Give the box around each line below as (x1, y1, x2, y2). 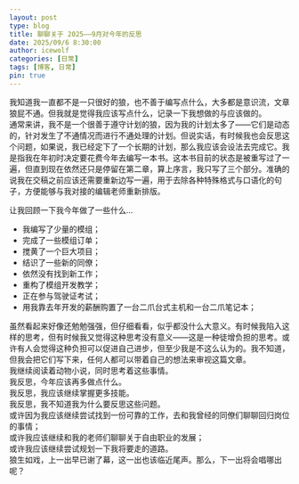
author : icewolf (9, 46, 69, 55)
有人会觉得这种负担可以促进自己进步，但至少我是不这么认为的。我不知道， (16, 342, 290, 353)
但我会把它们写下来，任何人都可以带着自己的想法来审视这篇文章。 (9, 354, 251, 365)
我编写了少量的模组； (21, 224, 101, 234)
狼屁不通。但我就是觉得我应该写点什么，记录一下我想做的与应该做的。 (9, 108, 267, 119)
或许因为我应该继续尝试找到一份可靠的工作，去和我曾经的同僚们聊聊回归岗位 (9, 409, 290, 420)
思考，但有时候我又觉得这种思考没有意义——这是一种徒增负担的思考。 (24, 332, 282, 342)
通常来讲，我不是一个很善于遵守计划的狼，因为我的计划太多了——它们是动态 (9, 119, 290, 129)
